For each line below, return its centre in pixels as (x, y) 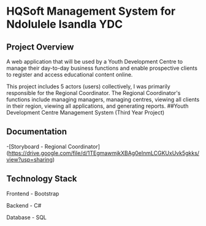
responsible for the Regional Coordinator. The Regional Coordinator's (93, 93)
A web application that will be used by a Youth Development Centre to (94, 62)
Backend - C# (24, 205)
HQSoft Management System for (91, 11)
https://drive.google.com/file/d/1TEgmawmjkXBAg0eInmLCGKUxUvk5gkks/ (104, 153)
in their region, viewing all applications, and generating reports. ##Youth (97, 106)
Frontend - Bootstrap (33, 194)
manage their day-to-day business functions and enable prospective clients (102, 68)
